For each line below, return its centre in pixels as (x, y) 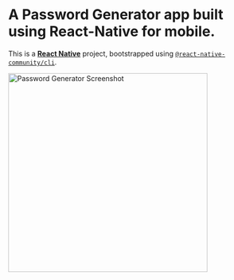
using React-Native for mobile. (112, 31)
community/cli (32, 62)
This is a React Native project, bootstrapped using (91, 53)
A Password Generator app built (116, 15)
